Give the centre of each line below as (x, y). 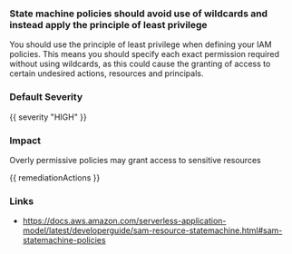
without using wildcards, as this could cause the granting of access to (140, 64)
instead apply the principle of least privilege (108, 24)
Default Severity (46, 97)
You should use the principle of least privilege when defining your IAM (141, 44)
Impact (25, 141)
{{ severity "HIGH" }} (49, 117)
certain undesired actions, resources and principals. (107, 73)
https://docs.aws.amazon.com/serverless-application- (124, 221)
